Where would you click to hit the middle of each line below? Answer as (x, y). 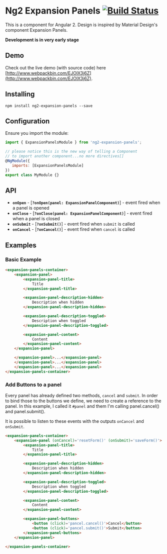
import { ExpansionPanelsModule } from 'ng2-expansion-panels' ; (73, 143)
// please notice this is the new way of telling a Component (71, 152)
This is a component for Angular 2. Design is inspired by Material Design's (81, 25)
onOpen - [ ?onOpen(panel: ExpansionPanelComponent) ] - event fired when (86, 203)
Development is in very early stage (42, 40)
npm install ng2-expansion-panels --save (49, 106)
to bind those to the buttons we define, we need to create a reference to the (83, 401)
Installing (20, 94)
